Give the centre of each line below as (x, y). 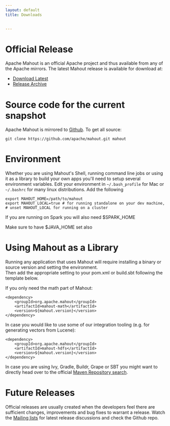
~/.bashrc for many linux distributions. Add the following (64, 190)
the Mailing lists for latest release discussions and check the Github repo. (82, 418)
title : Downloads (24, 15)
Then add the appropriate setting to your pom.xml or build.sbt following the (84, 273)
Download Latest (30, 79)
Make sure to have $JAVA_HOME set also (49, 227)
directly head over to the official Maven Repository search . (67, 372)
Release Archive (30, 84)
